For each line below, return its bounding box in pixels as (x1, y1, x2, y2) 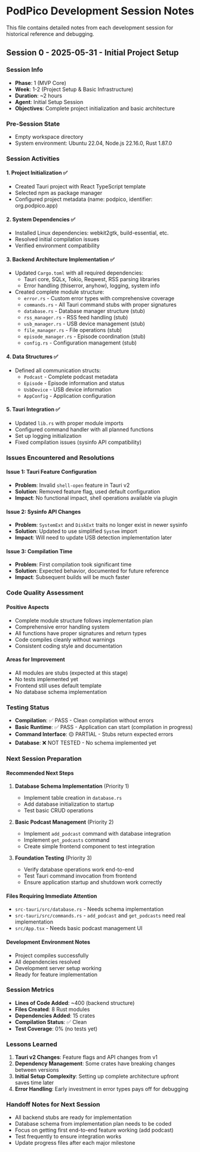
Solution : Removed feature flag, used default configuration (14, 487, 160, 495)
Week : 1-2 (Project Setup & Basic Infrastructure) (14, 86, 134, 93)
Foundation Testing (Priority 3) (14, 854, 93, 862)
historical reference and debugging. (6, 30, 94, 37)
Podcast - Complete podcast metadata (23, 373, 118, 380)
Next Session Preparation (6, 754, 82, 763)
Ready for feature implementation (14, 971, 98, 978)
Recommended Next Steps (6, 769, 74, 776)
